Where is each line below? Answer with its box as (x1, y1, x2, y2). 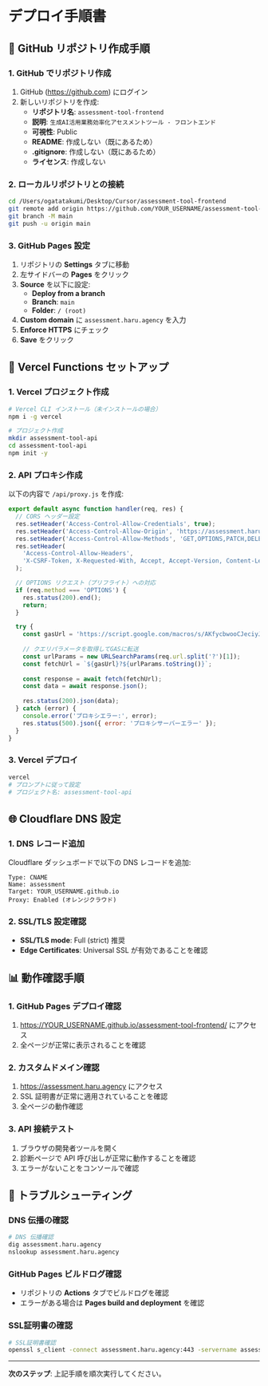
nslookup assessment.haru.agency (8, 1248, 120, 1257)
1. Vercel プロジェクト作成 (8, 386, 109, 397)
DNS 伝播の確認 (8, 1214, 69, 1226)
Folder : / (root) (31, 305, 86, 315)
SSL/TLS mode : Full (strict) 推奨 (19, 935, 126, 946)
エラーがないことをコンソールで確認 (19, 1163, 140, 1173)
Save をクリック (19, 334, 74, 344)
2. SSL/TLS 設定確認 (8, 915, 87, 926)
